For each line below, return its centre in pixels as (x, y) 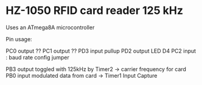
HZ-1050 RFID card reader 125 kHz (95, 11)
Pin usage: (19, 39)
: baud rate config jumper (37, 57)
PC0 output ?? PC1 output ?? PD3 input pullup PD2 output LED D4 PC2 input (101, 51)
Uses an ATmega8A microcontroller (50, 27)
